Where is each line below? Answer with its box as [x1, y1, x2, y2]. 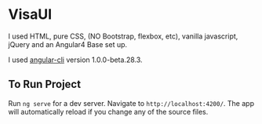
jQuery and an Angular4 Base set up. [8, 39, 128, 49]
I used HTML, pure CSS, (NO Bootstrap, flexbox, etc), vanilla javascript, [8, 31, 238, 41]
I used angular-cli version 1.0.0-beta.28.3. [8, 55, 143, 64]
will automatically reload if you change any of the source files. [8, 107, 209, 116]
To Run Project [8, 78, 81, 91]
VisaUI [8, 5, 53, 24]
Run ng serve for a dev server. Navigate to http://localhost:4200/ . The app [8, 98, 255, 108]
